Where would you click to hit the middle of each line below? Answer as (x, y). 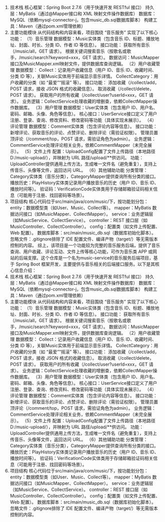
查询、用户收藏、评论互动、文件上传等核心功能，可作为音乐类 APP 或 (81, 251)
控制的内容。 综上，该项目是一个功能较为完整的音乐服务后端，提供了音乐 (85, 245)
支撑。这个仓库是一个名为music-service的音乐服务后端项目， (90, 258)
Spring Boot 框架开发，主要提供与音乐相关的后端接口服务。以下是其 (85, 264)
